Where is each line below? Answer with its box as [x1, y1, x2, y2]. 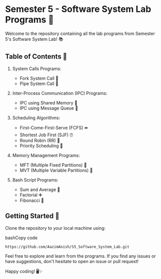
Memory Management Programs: [12, 152, 80, 158]
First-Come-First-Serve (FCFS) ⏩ [19, 124, 89, 130]
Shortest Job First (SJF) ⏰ [19, 132, 73, 138]
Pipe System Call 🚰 [19, 81, 58, 87]
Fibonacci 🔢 [19, 197, 44, 203]
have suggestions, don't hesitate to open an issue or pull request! [5, 258, 139, 264]
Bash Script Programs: [12, 177, 58, 183]
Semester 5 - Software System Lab [5, 3, 152, 15]
